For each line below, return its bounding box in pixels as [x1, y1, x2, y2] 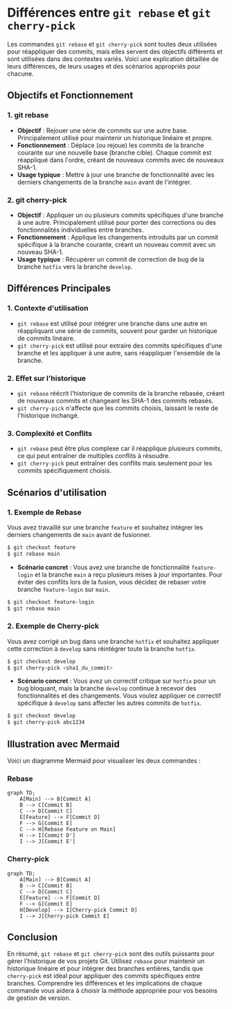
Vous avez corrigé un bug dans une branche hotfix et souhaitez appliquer [7, 637, 220, 645]
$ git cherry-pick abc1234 [7, 719, 85, 726]
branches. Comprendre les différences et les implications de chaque [7, 979, 203, 987]
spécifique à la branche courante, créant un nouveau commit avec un [17, 240, 216, 248]
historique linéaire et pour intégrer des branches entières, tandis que [7, 965, 203, 973]
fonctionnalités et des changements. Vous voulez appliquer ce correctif [17, 692, 222, 700]
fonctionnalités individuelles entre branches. [17, 226, 144, 234]
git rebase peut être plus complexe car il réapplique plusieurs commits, [17, 444, 223, 452]
